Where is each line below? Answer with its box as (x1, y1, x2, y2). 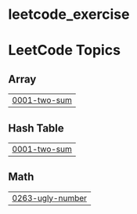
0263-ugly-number (12, 192, 88, 203)
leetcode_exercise (8, 5, 130, 24)
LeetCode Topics (8, 42, 121, 60)
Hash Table (8, 122, 64, 135)
